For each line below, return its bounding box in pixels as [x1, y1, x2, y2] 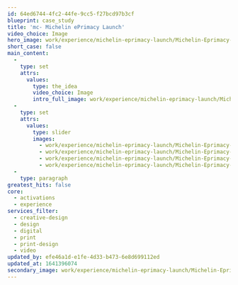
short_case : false [7, 43, 62, 50]
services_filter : [7, 208, 59, 215]
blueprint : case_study [7, 17, 74, 24]
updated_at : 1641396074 [7, 260, 78, 267]
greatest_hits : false [7, 181, 72, 188]
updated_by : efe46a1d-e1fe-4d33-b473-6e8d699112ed [7, 254, 160, 261]
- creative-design [13, 214, 69, 221]
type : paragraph [20, 175, 69, 182]
